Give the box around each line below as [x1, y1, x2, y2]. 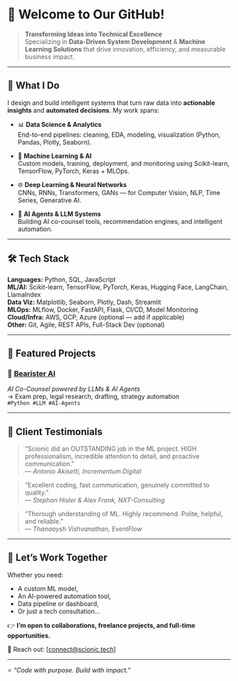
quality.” [24, 488, 49, 497]
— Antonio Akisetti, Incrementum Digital [24, 467, 142, 475]
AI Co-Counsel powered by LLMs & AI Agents [7, 385, 140, 393]
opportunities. [7, 631, 51, 640]
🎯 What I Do [7, 79, 60, 91]
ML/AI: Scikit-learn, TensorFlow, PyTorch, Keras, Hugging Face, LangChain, [7, 283, 229, 291]
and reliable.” [24, 517, 64, 526]
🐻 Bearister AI [7, 368, 56, 378]
